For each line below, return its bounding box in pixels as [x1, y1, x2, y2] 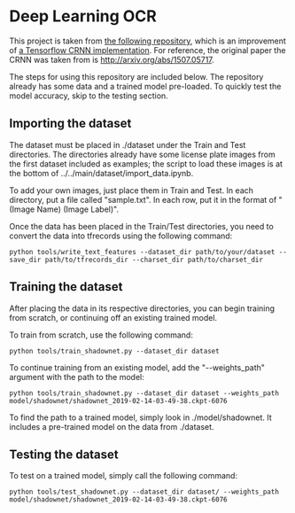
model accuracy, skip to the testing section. [9, 90, 168, 101]
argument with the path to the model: [9, 371, 144, 382]
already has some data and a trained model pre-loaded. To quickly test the [9, 81, 282, 91]
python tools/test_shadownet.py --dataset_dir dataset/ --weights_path [9, 487, 279, 497]
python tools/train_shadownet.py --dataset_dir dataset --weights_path [9, 388, 279, 398]
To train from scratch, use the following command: [9, 330, 193, 340]
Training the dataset [9, 279, 123, 294]
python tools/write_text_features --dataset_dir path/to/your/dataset [9, 247, 276, 256]
